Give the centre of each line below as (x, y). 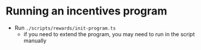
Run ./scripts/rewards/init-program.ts (65, 28)
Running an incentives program (87, 11)
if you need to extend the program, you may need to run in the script (109, 34)
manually (35, 40)
